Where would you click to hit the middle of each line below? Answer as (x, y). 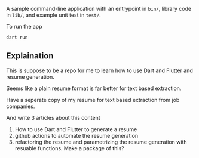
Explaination (30, 56)
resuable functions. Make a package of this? (69, 148)
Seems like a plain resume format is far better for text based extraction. (94, 88)
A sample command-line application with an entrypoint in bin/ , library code (99, 9)
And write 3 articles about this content (53, 117)
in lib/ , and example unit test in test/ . (53, 15)
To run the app (24, 27)
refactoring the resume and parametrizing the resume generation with (101, 142)
